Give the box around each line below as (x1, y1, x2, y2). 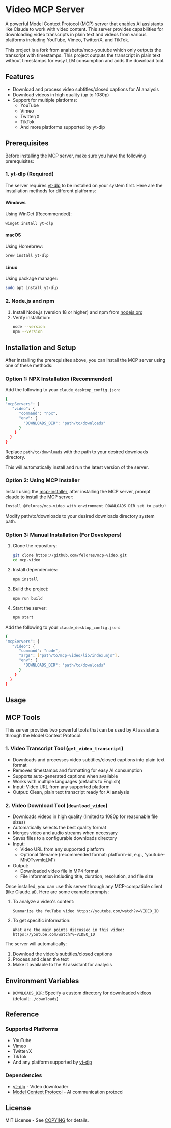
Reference (5, 1010, 39, 1019)
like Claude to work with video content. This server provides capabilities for (5, 26, 164, 32)
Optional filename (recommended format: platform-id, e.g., (20, 852, 144, 858)
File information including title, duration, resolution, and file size (20, 873, 154, 879)
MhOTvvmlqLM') (20, 857, 55, 863)
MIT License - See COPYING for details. (5, 1117, 89, 1123)
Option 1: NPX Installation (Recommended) (5, 375, 113, 382)
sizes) (12, 819, 25, 825)
